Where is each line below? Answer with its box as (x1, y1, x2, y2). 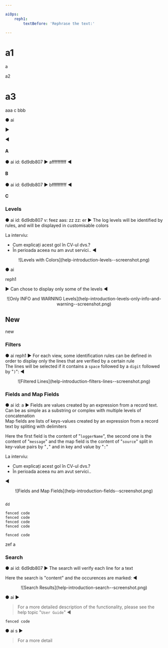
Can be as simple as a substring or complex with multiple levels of (5, 407, 141, 413)
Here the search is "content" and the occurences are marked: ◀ (5, 575, 137, 581)
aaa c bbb (5, 107, 26, 113)
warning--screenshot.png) (56, 301, 111, 307)
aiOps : (5, 12, 19, 17)
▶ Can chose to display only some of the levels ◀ (5, 286, 108, 292)
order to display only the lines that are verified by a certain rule (5, 358, 135, 364)
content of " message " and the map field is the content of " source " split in (5, 438, 153, 444)
